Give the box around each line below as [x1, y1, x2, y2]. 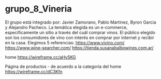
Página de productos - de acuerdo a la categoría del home [5, 64, 122, 69]
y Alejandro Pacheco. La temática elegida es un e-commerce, [5, 24, 128, 30]
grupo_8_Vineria [5, 3, 72, 14]
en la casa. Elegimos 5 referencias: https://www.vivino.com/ [5, 39, 125, 45]
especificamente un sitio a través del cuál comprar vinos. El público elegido [5, 29, 156, 35]
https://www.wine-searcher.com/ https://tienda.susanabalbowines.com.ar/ [5, 45, 154, 51]
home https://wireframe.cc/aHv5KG [5, 54, 76, 60]
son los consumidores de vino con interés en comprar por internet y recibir [5, 35, 154, 40]
